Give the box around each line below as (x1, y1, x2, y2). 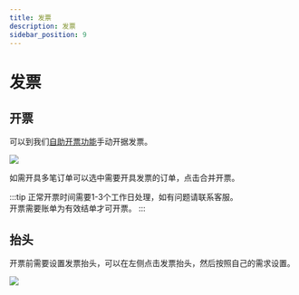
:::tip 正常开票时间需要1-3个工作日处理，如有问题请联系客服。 (9, 192, 238, 203)
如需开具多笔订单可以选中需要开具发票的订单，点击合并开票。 (9, 173, 240, 184)
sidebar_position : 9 (9, 30, 88, 39)
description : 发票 (9, 22, 76, 31)
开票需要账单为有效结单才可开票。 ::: (9, 203, 147, 214)
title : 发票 (9, 13, 52, 23)
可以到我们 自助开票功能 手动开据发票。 (9, 137, 152, 147)
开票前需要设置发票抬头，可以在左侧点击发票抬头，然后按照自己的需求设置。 (9, 258, 295, 269)
